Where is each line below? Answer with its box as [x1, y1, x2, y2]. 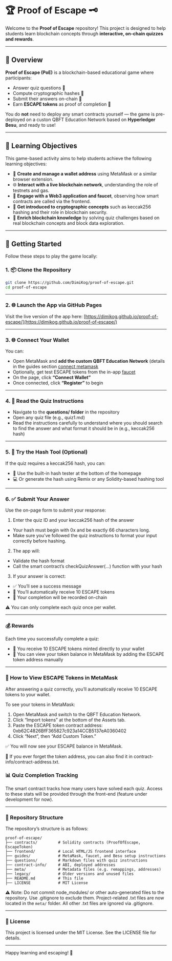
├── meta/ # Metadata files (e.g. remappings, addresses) [5, 867, 161, 872]
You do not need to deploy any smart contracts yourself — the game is [5, 111, 155, 117]
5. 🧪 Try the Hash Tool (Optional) [5, 448, 88, 456]
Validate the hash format [12, 558, 65, 564]
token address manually [12, 657, 63, 663]
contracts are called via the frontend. [12, 198, 91, 204]
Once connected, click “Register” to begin [12, 380, 103, 386]
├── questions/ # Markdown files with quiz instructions [5, 858, 147, 863]
